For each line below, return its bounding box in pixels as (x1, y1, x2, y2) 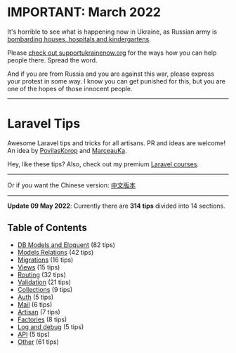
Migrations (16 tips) (17, 255, 74, 264)
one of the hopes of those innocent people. (7, 84, 133, 93)
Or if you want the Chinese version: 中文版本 (7, 180, 136, 189)
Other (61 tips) (17, 338, 60, 346)
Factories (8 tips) (17, 315, 67, 324)
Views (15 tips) (17, 262, 60, 271)
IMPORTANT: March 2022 (7, 4, 162, 20)
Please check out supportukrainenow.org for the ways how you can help (7, 48, 217, 57)
